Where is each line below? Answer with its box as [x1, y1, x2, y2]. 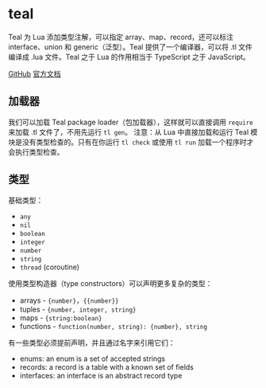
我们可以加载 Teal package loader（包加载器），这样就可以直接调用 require [8, 117, 254, 127]
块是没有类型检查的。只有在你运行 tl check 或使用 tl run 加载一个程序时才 [8, 137, 254, 147]
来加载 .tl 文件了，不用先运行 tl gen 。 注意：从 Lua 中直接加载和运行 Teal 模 [8, 127, 258, 136]
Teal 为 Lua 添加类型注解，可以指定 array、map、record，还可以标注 [8, 32, 234, 41]
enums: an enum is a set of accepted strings [19, 354, 165, 363]
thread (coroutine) [19, 262, 80, 272]
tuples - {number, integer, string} [19, 304, 137, 314]
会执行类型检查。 [8, 147, 64, 156]
